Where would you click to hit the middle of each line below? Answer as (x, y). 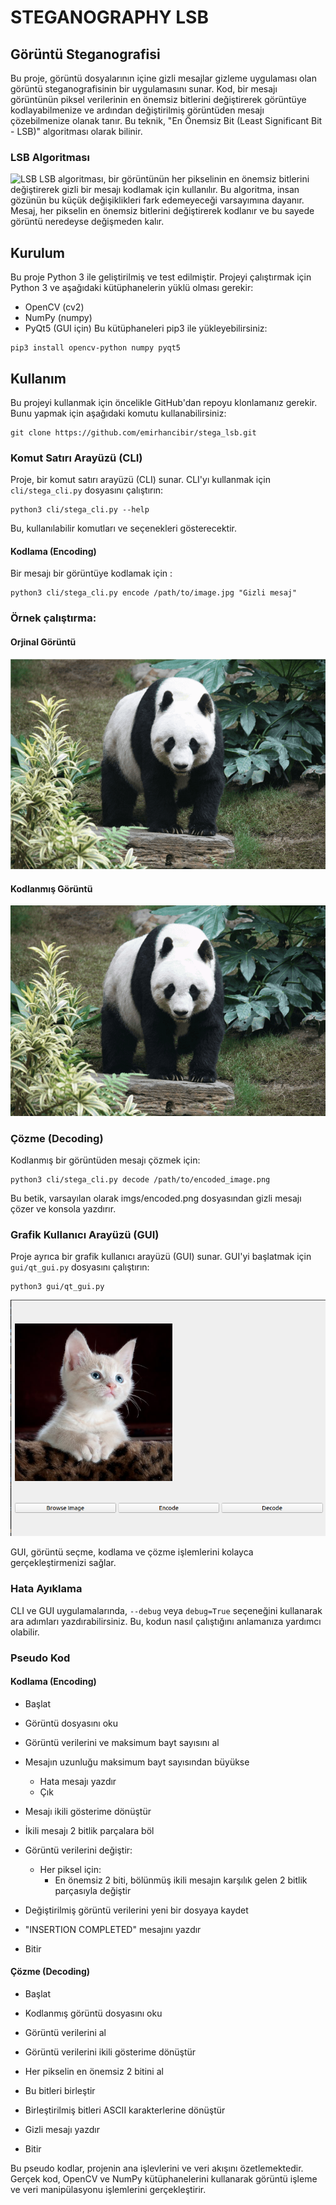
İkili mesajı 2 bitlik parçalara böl (89, 1830)
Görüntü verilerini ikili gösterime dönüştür (110, 2052)
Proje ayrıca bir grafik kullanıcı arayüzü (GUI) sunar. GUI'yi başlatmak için (161, 1257)
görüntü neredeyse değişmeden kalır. (87, 222)
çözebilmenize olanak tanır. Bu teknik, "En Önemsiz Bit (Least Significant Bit (166, 120)
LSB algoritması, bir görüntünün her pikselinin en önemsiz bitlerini (174, 179)
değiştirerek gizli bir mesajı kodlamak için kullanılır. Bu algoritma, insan (155, 190)
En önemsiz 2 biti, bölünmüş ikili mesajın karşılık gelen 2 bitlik (181, 1880)
